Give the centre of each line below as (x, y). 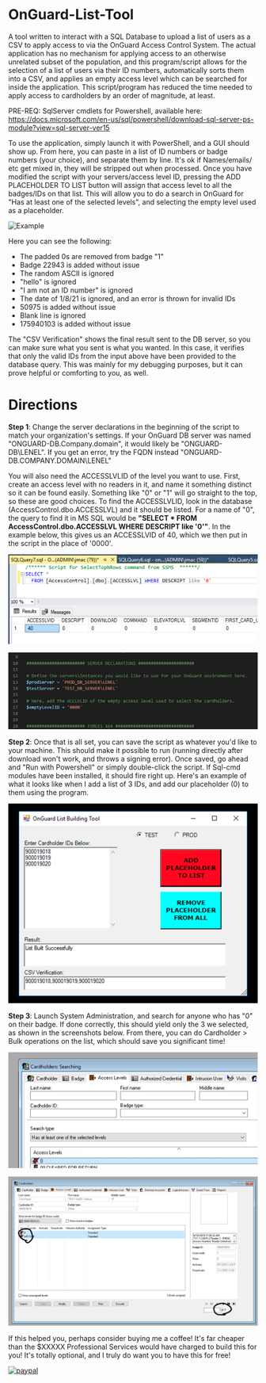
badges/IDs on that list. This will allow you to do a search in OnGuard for (126, 193)
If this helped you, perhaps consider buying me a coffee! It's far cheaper (127, 1338)
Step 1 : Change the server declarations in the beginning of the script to (124, 426)
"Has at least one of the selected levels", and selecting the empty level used (132, 202)
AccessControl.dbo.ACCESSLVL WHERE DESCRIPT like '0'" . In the (120, 526)
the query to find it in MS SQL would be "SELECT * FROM (103, 518)
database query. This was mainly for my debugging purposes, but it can (125, 364)
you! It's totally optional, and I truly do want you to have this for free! (120, 1355)
